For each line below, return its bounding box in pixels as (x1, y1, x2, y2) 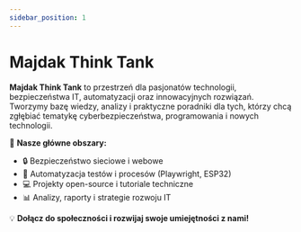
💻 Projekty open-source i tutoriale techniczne (22, 178, 194, 189)
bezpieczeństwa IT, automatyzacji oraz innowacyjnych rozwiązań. (9, 91, 254, 102)
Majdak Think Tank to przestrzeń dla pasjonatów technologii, (9, 82, 237, 93)
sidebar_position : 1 (9, 13, 87, 22)
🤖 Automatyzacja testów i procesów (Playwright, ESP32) (22, 168, 232, 179)
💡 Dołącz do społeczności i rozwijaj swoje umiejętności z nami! (9, 212, 250, 223)
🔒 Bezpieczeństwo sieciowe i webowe (22, 155, 164, 166)
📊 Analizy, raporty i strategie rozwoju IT (22, 192, 172, 202)
